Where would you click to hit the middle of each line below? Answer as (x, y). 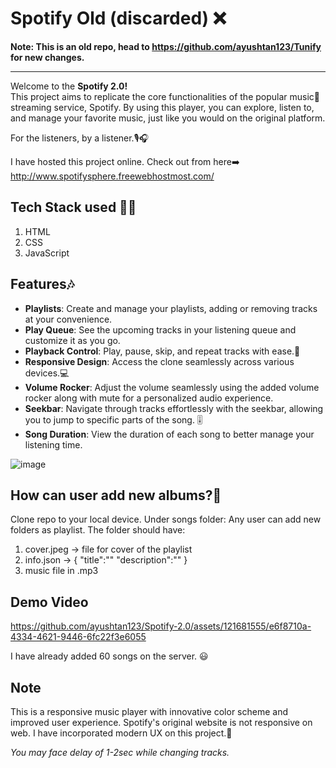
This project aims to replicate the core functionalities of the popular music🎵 (165, 96)
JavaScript (47, 253)
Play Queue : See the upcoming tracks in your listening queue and (160, 329)
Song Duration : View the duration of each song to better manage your (169, 434)
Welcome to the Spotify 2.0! (69, 86)
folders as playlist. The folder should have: (98, 530)
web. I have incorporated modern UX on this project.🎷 (121, 733)
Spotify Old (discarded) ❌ (118, 18)
